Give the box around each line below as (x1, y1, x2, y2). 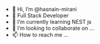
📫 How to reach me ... (12, 32, 68, 38)
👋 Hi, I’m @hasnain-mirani (12, 6, 77, 12)
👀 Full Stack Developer (12, 12, 69, 19)
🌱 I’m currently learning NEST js (12, 18, 92, 25)
